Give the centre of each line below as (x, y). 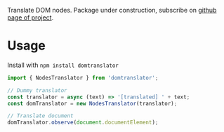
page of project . (31, 17)
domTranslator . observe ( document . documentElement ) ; (83, 123)
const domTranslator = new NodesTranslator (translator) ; (92, 103)
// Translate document (40, 116)
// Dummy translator (38, 90)
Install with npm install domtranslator (63, 65)
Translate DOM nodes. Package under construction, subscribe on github (112, 10)
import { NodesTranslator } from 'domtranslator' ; (83, 78)
